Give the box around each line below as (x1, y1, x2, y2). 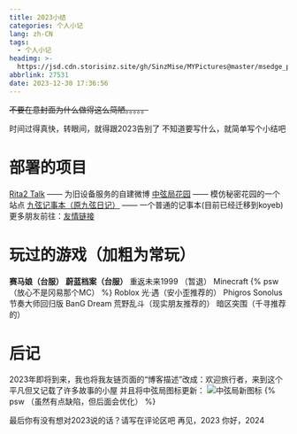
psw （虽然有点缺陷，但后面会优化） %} (9, 396, 156, 407)
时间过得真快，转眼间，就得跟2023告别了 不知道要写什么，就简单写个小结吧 (9, 123, 286, 134)
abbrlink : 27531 (9, 71, 69, 80)
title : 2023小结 (9, 12, 66, 22)
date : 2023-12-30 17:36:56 (9, 79, 109, 88)
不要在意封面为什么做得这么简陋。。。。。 (9, 104, 148, 115)
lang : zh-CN (9, 29, 53, 38)
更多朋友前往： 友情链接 (9, 210, 95, 221)
